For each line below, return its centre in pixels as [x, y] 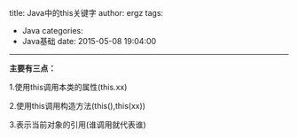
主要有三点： [32, 68]
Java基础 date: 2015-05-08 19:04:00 [89, 41]
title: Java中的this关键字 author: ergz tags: [86, 13]
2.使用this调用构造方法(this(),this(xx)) [78, 106]
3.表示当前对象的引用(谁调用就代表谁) [78, 125]
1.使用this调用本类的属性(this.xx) [68, 87]
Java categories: [53, 31]
